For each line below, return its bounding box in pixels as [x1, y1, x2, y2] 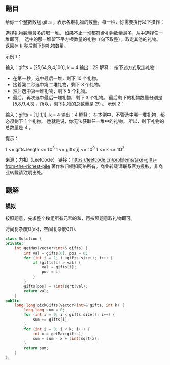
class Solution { [5, 236, 42, 241]
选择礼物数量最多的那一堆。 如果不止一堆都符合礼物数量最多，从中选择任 [5, 30, 159, 36]
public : [5, 298, 22, 303]
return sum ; [23, 346, 50, 351]
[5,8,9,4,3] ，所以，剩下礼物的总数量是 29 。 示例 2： [12, 101, 125, 107]
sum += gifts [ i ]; [32, 317, 70, 323]
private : [5, 241, 24, 246]
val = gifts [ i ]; [41, 265, 77, 270]
